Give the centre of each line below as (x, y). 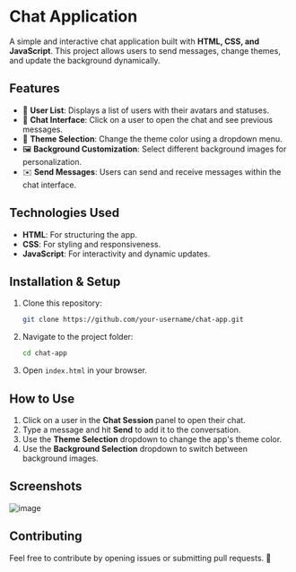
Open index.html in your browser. (85, 370)
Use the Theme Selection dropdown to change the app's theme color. (152, 439)
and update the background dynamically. (85, 60)
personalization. (52, 161)
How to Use (42, 399)
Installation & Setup (65, 281)
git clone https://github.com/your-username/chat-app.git (133, 320)
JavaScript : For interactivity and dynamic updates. (116, 254)
